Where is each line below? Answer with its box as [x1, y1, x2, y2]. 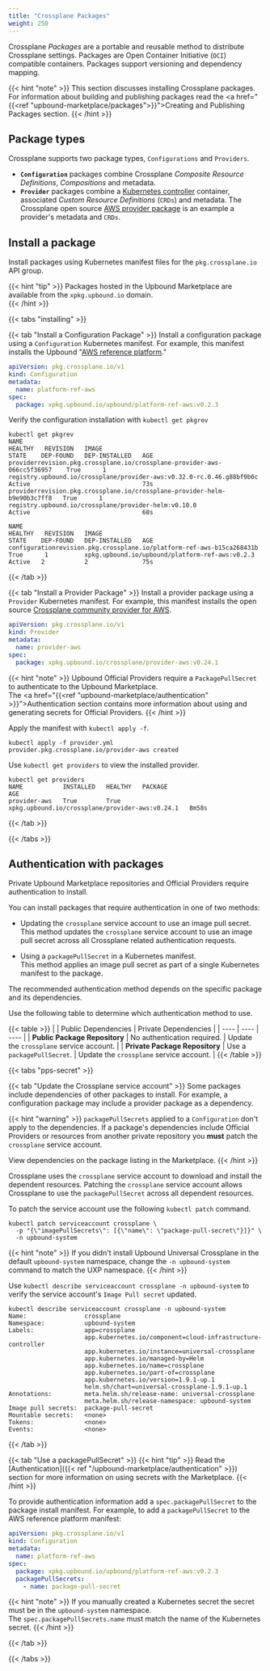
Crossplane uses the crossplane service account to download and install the [8, 1171, 263, 1181]
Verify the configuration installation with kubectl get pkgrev [8, 415, 209, 425]
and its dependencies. [8, 992, 82, 1003]
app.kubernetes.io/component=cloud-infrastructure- [84, 1334, 263, 1342]
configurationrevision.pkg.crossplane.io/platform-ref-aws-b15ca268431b [8, 544, 259, 552]
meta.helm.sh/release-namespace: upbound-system [84, 1397, 251, 1406]
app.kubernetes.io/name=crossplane [84, 1362, 205, 1370]
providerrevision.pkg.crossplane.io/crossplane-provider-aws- [8, 459, 222, 467]
